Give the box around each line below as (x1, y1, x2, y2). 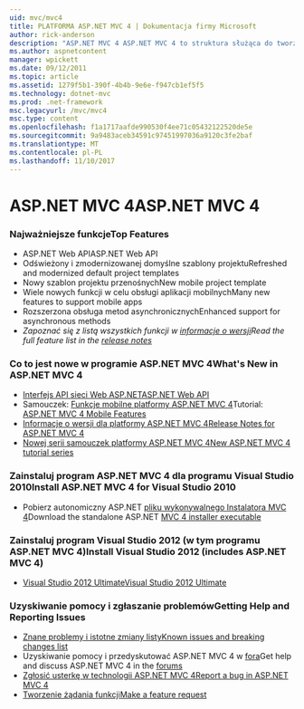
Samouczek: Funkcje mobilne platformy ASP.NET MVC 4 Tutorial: (22, 399, 264, 410)
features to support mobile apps (22, 296, 143, 307)
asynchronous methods (22, 315, 111, 326)
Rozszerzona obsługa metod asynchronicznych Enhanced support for (22, 305, 280, 317)
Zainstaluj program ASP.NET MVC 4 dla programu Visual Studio (9, 470, 294, 483)
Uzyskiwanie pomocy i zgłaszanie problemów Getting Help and (9, 599, 290, 612)
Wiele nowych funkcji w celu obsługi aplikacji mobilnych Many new (22, 286, 271, 297)
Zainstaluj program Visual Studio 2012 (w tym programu (9, 533, 261, 546)
